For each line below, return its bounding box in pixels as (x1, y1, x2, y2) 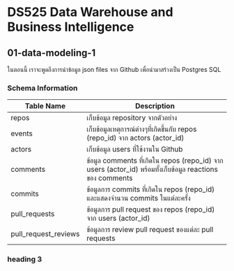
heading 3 (7, 254, 42, 264)
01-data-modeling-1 (7, 47, 96, 59)
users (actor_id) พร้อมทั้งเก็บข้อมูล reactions (86, 165, 218, 175)
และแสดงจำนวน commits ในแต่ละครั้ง (86, 193, 192, 203)
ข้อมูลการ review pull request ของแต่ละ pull (86, 225, 214, 235)
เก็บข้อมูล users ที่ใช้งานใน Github (86, 145, 183, 154)
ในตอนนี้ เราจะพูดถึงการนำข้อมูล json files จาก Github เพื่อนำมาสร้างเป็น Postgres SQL (7, 66, 221, 73)
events (10, 129, 33, 138)
